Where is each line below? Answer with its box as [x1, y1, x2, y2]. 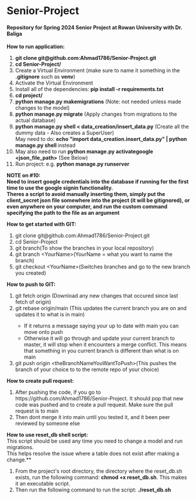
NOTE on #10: [6, 172, 41, 179]
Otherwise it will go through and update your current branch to [23, 335, 175, 342]
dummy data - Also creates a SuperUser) [15, 129, 115, 136]
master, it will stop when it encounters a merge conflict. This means [23, 341, 187, 348]
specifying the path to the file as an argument [6, 210, 120, 217]
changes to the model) [15, 104, 70, 112]
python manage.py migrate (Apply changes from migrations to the [15, 110, 177, 118]
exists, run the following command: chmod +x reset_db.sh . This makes [15, 474, 187, 481]
